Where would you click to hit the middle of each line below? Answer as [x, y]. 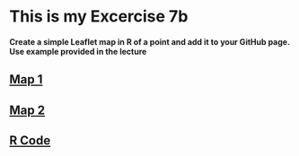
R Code [30, 140]
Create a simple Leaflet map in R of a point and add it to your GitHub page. [149, 41]
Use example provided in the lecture [78, 51]
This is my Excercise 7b [99, 17]
